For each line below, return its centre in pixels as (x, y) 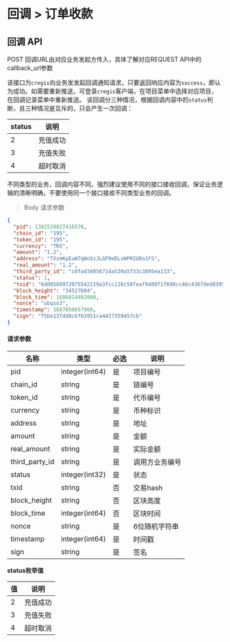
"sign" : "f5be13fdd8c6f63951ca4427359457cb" (78, 317)
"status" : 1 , (32, 278)
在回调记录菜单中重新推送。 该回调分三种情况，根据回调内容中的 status (107, 100)
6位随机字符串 (156, 527)
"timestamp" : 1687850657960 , (55, 310)
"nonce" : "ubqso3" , (41, 303)
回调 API (25, 42)
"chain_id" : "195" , (41, 233)
